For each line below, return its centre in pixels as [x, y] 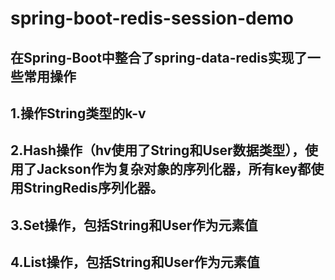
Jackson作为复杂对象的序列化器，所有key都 [174, 169]
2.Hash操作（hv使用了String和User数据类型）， [158, 150]
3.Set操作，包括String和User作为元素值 [134, 225]
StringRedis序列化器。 [93, 188]
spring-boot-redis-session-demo [152, 18]
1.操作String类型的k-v [78, 113]
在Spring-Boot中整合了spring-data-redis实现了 [159, 57]
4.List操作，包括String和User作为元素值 [135, 262]
